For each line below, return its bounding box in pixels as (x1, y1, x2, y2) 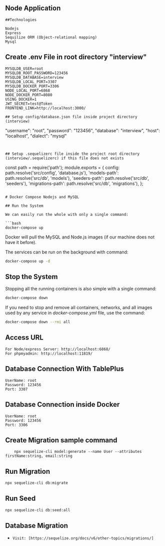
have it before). (5, 239, 36, 245)
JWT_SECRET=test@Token (5, 101, 52, 106)
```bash (5, 220, 21, 226)
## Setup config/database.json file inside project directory (5, 114, 137, 119)
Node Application (5, 4, 61, 13)
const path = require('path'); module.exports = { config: (5, 164, 120, 170)
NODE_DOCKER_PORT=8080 (5, 92, 52, 97)
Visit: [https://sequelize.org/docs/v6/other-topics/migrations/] (12, 535, 154, 540)
